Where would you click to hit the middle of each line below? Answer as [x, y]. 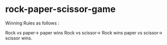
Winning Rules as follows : [32, 23]
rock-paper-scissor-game [61, 9]
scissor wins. [19, 38]
